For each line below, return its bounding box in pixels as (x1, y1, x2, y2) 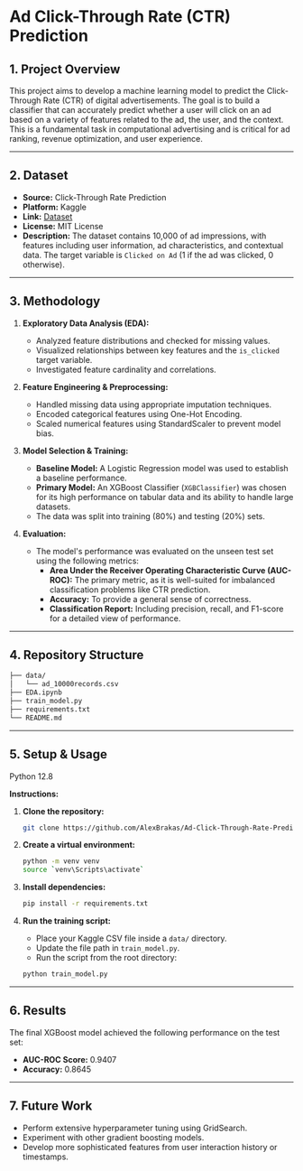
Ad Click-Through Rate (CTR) (9, 6, 232, 27)
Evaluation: (22, 528, 67, 539)
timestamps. (22, 1151, 69, 1162)
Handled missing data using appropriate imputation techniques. (35, 399, 272, 410)
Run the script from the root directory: (35, 953, 178, 962)
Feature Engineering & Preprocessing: (22, 381, 169, 392)
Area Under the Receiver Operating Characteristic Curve (49, 564, 266, 575)
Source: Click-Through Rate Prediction (22, 191, 167, 202)
